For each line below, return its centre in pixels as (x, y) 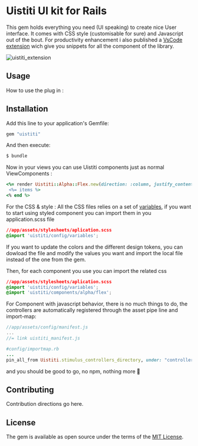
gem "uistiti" (24, 134)
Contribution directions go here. (45, 404)
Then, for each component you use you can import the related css (86, 271)
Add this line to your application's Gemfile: (57, 123)
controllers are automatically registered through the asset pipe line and (92, 310)
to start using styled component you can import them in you (79, 213)
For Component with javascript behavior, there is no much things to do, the (97, 304)
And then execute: (28, 145)
